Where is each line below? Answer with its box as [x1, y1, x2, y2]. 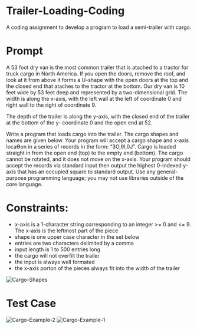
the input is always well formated [14, 258, 96, 265]
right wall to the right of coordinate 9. [6, 101, 97, 108]
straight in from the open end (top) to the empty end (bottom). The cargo [6, 149, 183, 156]
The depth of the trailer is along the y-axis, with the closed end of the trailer [6, 113, 190, 120]
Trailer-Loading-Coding [6, 4, 125, 18]
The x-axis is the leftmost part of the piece [14, 227, 119, 234]
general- [156, 168, 178, 175]
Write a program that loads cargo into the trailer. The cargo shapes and [6, 130, 179, 137]
